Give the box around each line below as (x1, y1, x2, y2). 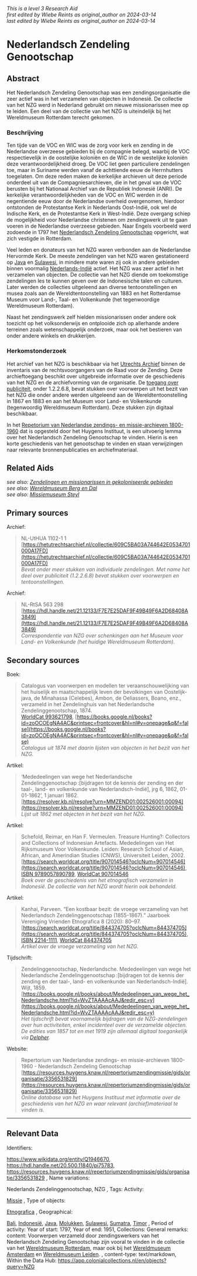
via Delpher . (20, 1034, 50, 1041)
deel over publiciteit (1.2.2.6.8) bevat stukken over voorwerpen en (20, 572, 179, 579)
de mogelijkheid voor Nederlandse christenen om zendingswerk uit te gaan (6, 216, 188, 223)
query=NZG (6, 1263, 35, 1270)
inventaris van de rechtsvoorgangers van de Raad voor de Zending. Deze (6, 366, 183, 373)
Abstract (6, 73, 40, 84)
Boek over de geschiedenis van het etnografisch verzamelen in (20, 877, 174, 884)
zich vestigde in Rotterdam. (6, 235, 72, 242)
